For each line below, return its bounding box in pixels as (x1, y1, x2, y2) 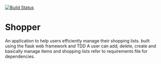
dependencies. (5, 53, 35, 59)
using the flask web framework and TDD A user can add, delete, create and (5, 43, 157, 49)
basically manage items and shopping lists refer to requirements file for (5, 48, 148, 54)
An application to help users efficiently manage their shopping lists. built (5, 38, 150, 43)
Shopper (5, 22, 41, 33)
